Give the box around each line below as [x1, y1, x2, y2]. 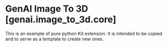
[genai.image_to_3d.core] [5, 14, 117, 25]
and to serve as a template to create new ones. [5, 36, 104, 42]
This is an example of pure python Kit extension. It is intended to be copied [5, 30, 162, 36]
